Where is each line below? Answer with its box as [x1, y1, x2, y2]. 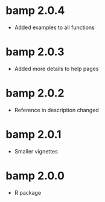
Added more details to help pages [14, 65, 99, 72]
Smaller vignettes [14, 147, 58, 155]
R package [14, 189, 42, 196]
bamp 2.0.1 [5, 128, 62, 141]
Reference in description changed [14, 106, 99, 113]
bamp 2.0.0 [5, 169, 65, 183]
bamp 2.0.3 [5, 45, 65, 59]
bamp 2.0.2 [5, 86, 65, 100]
